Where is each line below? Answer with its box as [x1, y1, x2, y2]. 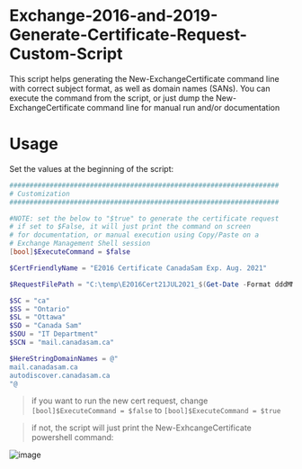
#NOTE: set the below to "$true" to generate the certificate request [9, 213, 280, 223]
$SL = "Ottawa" [9, 312, 67, 322]
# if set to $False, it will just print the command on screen [9, 222, 252, 231]
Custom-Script [9, 44, 123, 64]
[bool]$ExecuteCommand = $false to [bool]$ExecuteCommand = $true [31, 405, 281, 416]
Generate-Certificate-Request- [9, 24, 247, 45]
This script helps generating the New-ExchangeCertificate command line [9, 73, 280, 84]
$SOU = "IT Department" [9, 329, 99, 338]
